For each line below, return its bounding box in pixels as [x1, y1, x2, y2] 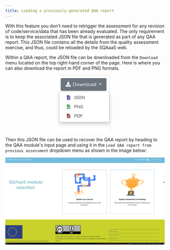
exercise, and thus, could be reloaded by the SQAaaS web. [5, 44, 128, 50]
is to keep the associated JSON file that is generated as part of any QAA [5, 34, 156, 40]
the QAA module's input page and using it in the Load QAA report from [5, 142, 152, 148]
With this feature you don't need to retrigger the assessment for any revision [5, 23, 165, 29]
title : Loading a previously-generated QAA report [5, 8, 114, 13]
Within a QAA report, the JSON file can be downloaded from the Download [5, 54, 158, 60]
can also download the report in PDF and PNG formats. [5, 65, 120, 71]
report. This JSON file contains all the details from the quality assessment [5, 39, 159, 45]
